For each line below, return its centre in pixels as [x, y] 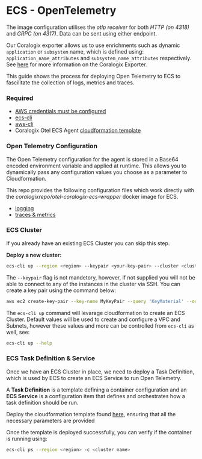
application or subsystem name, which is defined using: [75, 51]
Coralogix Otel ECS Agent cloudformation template [78, 131]
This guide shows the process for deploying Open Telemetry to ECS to [93, 76]
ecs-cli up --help [29, 343]
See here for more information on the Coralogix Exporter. [77, 64]
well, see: [18, 332]
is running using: [27, 439]
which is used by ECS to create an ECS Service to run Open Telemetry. [94, 378]
